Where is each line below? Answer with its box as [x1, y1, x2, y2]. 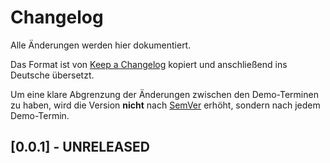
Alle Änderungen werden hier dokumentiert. [10, 39, 192, 51]
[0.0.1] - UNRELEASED [10, 139, 150, 156]
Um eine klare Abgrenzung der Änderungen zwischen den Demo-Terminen [10, 88, 319, 100]
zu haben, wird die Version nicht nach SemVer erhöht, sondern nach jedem [10, 99, 321, 111]
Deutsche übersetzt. [10, 69, 95, 81]
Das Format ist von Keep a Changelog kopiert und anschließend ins [10, 58, 288, 70]
